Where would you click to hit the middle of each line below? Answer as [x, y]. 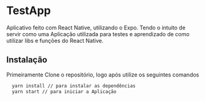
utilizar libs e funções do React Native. [55, 40]
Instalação [27, 60]
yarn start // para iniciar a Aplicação [64, 92]
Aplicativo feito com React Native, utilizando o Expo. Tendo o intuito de [96, 28]
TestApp [29, 11]
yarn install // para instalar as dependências [74, 86]
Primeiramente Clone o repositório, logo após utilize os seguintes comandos [103, 75]
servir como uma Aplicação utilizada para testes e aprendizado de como [98, 34]
